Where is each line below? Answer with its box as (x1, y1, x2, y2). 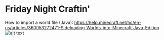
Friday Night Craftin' (5, 3, 90, 15)
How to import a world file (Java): (5, 20, 73, 25)
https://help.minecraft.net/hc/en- (74, 20, 142, 25)
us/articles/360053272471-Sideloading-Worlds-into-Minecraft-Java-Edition (5, 24, 160, 30)
